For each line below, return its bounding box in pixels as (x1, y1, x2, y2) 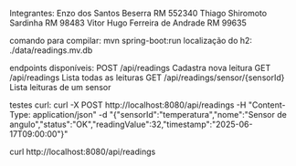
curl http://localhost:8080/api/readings (9, 146, 156, 157)
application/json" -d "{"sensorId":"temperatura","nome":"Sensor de (32, 109, 288, 119)
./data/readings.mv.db (9, 45, 93, 56)
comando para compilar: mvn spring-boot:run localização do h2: (9, 36, 253, 46)
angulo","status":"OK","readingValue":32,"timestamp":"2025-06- (9, 119, 253, 130)
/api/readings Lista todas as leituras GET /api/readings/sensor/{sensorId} (9, 72, 285, 83)
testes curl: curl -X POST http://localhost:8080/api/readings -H (9, 99, 247, 110)
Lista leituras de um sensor (9, 82, 111, 92)
